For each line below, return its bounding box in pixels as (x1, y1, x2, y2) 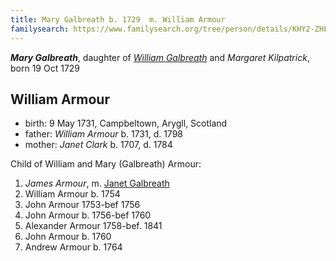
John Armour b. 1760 (24, 231, 112, 243)
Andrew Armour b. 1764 (24, 241, 123, 253)
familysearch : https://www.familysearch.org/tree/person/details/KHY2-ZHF (10, 24, 329, 34)
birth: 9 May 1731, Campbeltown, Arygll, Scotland (24, 117, 228, 130)
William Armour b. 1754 (24, 188, 121, 200)
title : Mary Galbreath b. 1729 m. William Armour (10, 14, 226, 25)
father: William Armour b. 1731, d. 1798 (24, 128, 183, 140)
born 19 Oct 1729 (10, 62, 81, 74)
